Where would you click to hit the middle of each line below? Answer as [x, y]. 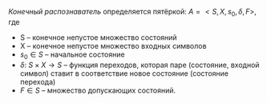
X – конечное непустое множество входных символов [113, 46]
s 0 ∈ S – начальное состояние [73, 55]
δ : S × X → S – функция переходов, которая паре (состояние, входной [140, 65]
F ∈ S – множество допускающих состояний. [98, 90]
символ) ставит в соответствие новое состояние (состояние [124, 73]
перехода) [38, 81]
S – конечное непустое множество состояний [99, 37]
